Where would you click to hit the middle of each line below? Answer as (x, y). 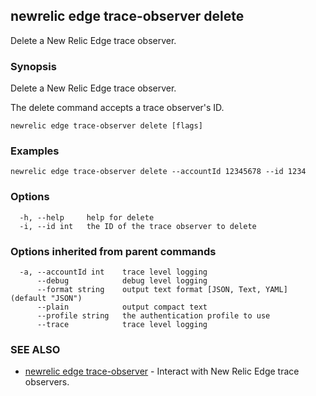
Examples (35, 151)
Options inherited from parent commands (113, 251)
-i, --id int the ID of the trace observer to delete (138, 226)
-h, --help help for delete (87, 217)
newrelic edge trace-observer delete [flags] (106, 126)
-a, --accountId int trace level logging (113, 272)
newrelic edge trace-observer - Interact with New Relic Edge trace (162, 371)
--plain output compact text (122, 307)
